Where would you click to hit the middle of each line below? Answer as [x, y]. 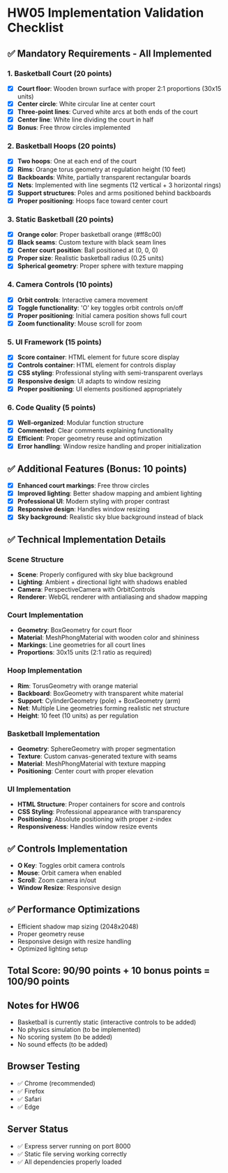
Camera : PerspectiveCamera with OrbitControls [86, 589]
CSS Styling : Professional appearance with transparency [99, 812]
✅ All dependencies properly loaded [69, 1162]
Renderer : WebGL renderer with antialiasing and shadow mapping [112, 597]
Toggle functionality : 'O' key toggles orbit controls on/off [100, 307]
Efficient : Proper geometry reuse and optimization [90, 439]
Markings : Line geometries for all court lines [81, 645]
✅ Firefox [31, 1091]
